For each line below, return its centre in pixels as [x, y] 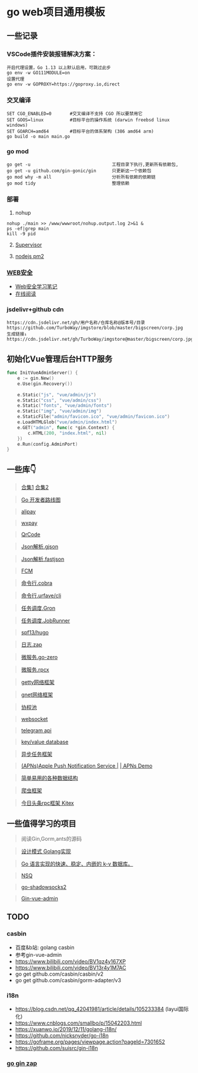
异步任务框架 [36, 754]
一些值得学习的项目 [41, 823]
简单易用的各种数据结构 [49, 778]
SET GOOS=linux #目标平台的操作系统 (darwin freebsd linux [88, 120]
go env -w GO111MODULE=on [38, 73]
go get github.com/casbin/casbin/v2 [59, 974]
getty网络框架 [38, 682]
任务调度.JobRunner [46, 621]
